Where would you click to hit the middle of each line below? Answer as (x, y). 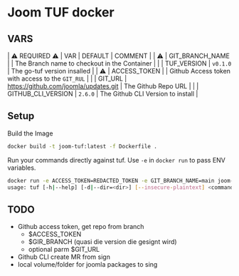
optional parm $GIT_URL (64, 250)
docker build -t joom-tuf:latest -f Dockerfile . (83, 146)
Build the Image (30, 133)
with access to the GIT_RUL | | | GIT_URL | (67, 78)
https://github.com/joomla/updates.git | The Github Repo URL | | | (103, 86)
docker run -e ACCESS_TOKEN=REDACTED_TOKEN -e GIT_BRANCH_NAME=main (111, 180)
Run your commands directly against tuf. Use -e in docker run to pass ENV (117, 160)
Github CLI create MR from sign (64, 257)
